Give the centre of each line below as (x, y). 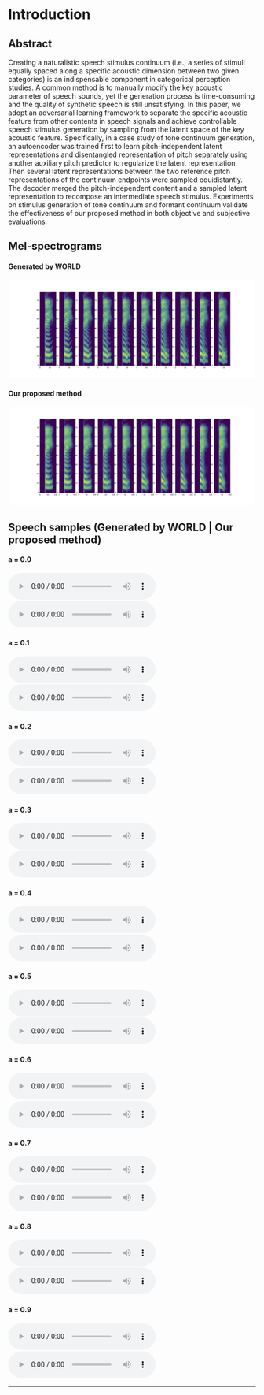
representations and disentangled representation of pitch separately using (128, 154)
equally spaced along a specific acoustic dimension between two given (124, 71)
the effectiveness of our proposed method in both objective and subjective (129, 213)
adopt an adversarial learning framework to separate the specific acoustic (128, 113)
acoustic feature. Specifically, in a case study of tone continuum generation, (132, 138)
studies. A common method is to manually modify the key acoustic (116, 87)
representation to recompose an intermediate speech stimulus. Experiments (131, 196)
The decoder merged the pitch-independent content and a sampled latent (128, 188)
